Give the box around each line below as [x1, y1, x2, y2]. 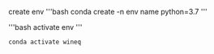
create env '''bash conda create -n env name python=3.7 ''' [8, 7, 208, 16]
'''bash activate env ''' [8, 23, 83, 31]
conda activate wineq [8, 38, 82, 46]
